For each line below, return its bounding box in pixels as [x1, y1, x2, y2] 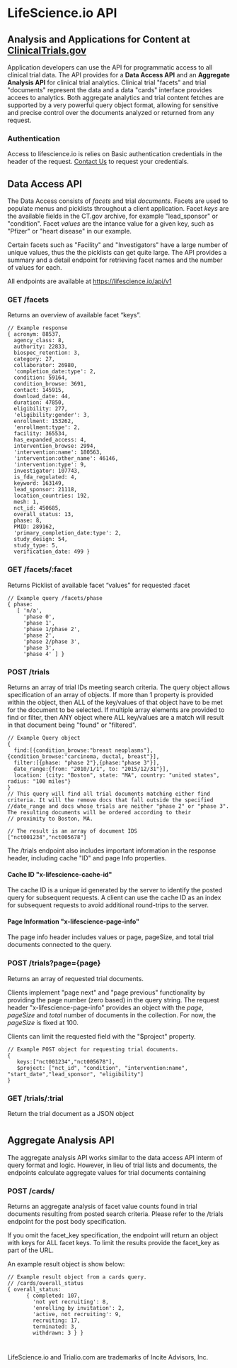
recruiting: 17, [33, 1317, 81, 1324]
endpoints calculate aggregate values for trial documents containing [7, 1168, 207, 1176]
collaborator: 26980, [13, 362, 78, 369]
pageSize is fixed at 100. [7, 1018, 79, 1027]
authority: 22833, [13, 343, 69, 351]
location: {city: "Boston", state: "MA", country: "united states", [13, 772, 220, 779]
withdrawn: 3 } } [33, 1329, 83, 1336]
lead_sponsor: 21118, [13, 486, 78, 493]
